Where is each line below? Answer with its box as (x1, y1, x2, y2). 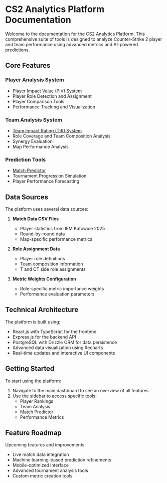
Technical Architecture (5, 305, 79, 314)
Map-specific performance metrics (20, 236, 93, 242)
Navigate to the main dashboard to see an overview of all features (12, 387, 149, 393)
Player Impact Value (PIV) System (12, 88, 82, 94)
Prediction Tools (5, 156, 46, 163)
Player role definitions (20, 256, 65, 262)
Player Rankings (20, 398, 54, 404)
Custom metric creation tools (12, 473, 73, 479)
